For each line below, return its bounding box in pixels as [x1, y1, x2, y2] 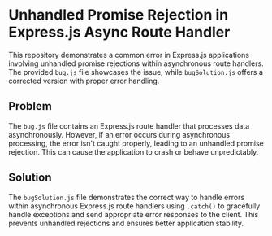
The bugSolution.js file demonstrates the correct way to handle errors [8, 192, 245, 202]
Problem [8, 99, 53, 113]
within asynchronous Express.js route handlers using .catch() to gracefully [8, 201, 261, 211]
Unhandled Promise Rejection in [8, 6, 229, 24]
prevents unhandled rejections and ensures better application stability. [8, 218, 244, 228]
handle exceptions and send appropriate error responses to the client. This [8, 209, 259, 219]
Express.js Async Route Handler [8, 23, 231, 42]
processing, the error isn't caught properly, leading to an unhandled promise [8, 138, 264, 148]
